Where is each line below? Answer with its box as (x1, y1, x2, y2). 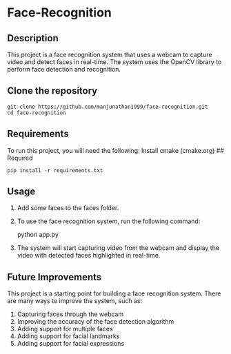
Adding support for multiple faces (17, 325, 113, 333)
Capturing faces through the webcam (17, 310, 124, 318)
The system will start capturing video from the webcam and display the (17, 244, 219, 252)
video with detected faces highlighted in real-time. (17, 251, 161, 260)
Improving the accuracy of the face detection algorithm (17, 317, 174, 326)
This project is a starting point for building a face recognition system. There (7, 289, 221, 298)
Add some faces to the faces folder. (17, 204, 119, 212)
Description (7, 32, 59, 44)
